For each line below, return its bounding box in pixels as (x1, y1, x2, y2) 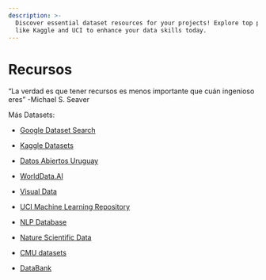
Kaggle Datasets (19, 141, 74, 150)
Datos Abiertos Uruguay (19, 156, 99, 166)
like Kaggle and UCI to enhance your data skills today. (15, 26, 207, 34)
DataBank (19, 263, 52, 273)
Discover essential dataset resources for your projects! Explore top (15, 19, 253, 27)
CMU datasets (19, 248, 67, 258)
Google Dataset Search (19, 126, 97, 135)
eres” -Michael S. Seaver (8, 95, 89, 104)
